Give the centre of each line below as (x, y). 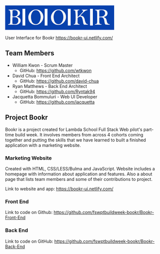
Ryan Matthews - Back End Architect (50, 86)
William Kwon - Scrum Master (42, 65)
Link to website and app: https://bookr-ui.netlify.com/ (59, 189)
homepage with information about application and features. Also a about (79, 174)
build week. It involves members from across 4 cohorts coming (79, 134)
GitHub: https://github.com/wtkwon (56, 70)
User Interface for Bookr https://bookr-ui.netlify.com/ (59, 38)
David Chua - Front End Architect (46, 76)
